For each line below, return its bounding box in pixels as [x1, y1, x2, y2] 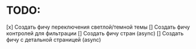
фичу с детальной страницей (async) [6, 36, 101, 43]
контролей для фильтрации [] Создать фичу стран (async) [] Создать [6, 29, 184, 36]
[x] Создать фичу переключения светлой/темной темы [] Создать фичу [6, 23, 190, 30]
